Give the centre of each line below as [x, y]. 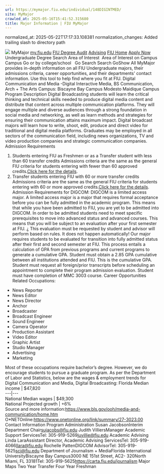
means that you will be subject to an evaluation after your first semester [84, 224]
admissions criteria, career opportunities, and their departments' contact [78, 74]
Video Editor [25, 337]
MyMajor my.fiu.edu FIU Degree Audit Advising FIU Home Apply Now [81, 52]
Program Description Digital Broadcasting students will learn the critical [77, 94]
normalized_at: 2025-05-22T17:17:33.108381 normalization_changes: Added [82, 37]
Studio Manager [28, 348]
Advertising [24, 353]
